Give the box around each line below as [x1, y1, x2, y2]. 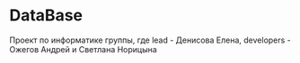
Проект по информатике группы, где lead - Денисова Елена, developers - [9, 35, 292, 45]
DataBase [9, 5, 84, 26]
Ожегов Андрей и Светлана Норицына [9, 43, 157, 54]
